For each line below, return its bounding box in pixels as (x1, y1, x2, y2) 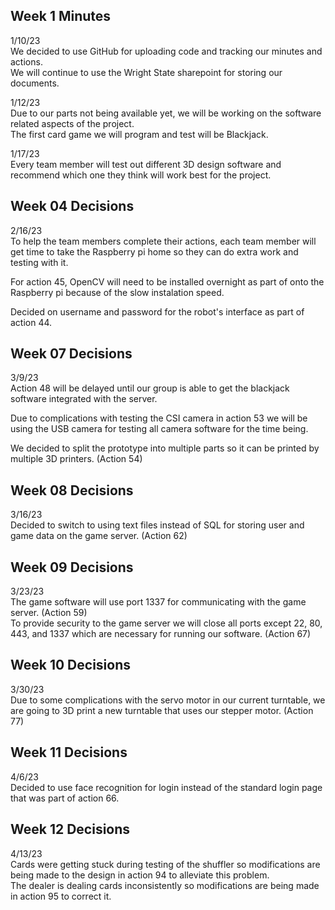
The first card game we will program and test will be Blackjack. (10, 128, 269, 140)
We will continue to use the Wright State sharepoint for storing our (10, 66, 283, 78)
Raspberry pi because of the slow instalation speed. (10, 286, 225, 298)
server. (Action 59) (10, 607, 88, 619)
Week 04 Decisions (10, 198, 135, 215)
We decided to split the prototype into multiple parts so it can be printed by (10, 442, 320, 454)
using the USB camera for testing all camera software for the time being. (10, 423, 309, 435)
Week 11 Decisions (10, 744, 128, 761)
